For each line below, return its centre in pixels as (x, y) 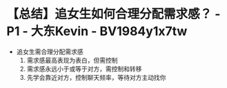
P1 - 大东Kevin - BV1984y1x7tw (97, 31)
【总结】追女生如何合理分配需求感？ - (113, 14)
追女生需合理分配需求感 (50, 52)
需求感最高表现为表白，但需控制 (72, 60)
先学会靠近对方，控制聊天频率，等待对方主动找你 (96, 77)
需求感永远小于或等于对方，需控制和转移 (84, 69)
